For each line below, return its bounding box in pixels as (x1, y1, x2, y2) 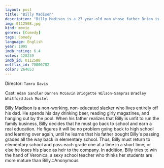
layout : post (5, 7, 32, 12)
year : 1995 (5, 44, 28, 49)
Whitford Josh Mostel (5, 96, 48, 101)
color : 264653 (5, 67, 34, 72)
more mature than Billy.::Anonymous (5, 158, 79, 163)
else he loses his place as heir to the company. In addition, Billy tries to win (5, 147, 157, 153)
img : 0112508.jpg (5, 21, 41, 26)
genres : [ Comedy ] (5, 30, 41, 35)
